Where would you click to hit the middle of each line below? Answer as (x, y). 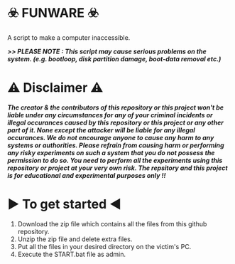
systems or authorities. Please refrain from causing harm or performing (116, 145)
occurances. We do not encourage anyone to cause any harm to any (111, 137)
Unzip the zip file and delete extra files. (75, 239)
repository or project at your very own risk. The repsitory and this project (118, 168)
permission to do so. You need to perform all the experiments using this (115, 160)
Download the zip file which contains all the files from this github (112, 223)
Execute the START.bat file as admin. (72, 254)
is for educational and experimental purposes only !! (87, 175)
